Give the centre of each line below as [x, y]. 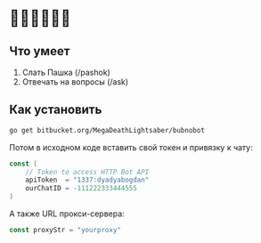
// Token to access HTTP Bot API [87, 172]
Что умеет [40, 51]
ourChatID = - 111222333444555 [82, 189]
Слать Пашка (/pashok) [66, 72]
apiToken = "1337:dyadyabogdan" [87, 180]
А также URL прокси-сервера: [67, 214]
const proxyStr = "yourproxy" [65, 231]
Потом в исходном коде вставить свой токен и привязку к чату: [131, 147]
